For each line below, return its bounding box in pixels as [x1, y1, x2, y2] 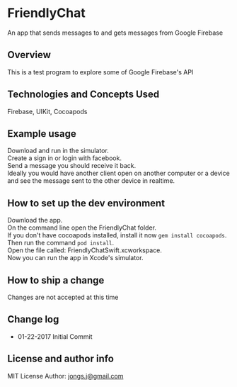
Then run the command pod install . [7, 239, 115, 247]
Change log [7, 313, 59, 325]
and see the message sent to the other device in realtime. [7, 176, 175, 185]
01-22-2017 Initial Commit [17, 332, 93, 341]
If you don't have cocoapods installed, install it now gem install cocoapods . [7, 231, 227, 240]
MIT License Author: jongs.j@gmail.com [7, 371, 124, 380]
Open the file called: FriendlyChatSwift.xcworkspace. [7, 246, 163, 254]
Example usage [7, 128, 76, 140]
